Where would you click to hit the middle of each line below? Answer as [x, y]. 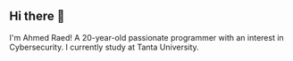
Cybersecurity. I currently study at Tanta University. [104, 47]
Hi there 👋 [37, 16]
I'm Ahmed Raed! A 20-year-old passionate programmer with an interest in [146, 37]
